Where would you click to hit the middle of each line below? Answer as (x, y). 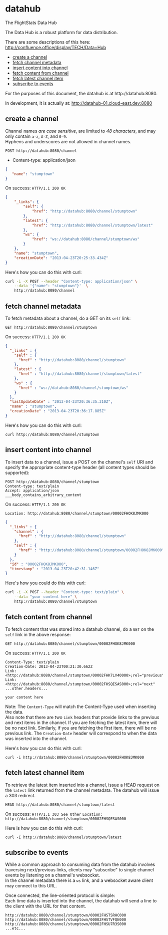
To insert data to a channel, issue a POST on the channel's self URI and (79, 462)
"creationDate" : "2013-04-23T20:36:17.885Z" (58, 411)
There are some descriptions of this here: (48, 42)
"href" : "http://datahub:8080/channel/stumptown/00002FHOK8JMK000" (91, 550)
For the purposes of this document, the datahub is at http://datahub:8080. (81, 93)
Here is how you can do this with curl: (44, 828)
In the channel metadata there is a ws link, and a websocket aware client (79, 880)
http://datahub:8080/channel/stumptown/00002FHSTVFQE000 (66, 920)
